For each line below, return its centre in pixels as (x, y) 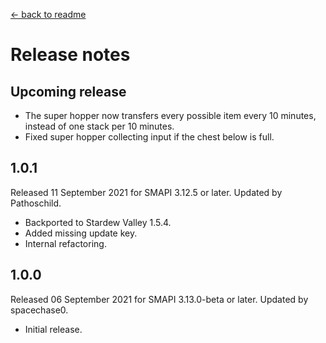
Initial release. (53, 329)
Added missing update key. (81, 233)
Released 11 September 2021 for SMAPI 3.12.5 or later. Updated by (146, 192)
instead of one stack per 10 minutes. (99, 126)
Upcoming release (68, 91)
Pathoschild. (36, 203)
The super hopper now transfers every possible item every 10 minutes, (170, 115)
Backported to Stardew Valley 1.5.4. (98, 222)
